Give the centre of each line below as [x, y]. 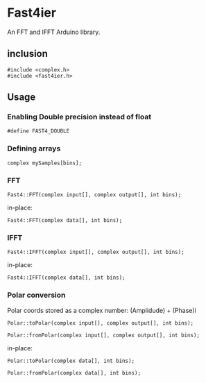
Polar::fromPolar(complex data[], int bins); [74, 373]
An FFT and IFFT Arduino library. [54, 32]
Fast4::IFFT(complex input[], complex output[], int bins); [96, 252]
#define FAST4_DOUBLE [38, 131]
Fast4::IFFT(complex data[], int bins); [67, 278]
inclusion [28, 54]
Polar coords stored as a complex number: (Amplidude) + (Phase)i [102, 310]
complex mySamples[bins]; [44, 163]
